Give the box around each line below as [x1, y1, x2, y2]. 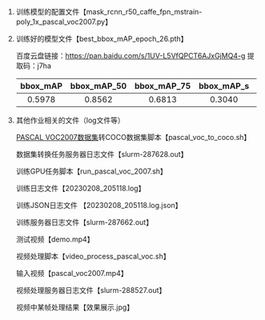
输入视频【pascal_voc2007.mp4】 [15, 269, 128, 278]
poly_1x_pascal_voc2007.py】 [15, 17, 112, 26]
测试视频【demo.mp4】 [15, 234, 94, 244]
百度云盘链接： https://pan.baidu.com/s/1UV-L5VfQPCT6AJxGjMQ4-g [15, 51, 246, 60]
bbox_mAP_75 [135, 81, 191, 91]
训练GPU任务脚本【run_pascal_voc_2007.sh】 [15, 166, 168, 176]
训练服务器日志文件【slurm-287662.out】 [15, 218, 154, 226]
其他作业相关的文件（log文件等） [15, 115, 126, 125]
